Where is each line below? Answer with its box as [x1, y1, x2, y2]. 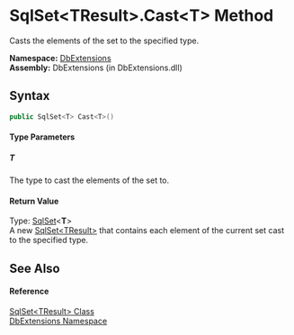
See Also [9, 260, 60, 276]
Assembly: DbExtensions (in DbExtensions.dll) [9, 62, 183, 73]
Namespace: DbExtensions [9, 52, 111, 63]
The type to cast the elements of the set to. [9, 175, 170, 186]
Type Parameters [9, 131, 76, 142]
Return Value [9, 195, 59, 206]
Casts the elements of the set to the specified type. [9, 35, 200, 46]
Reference [9, 285, 49, 297]
